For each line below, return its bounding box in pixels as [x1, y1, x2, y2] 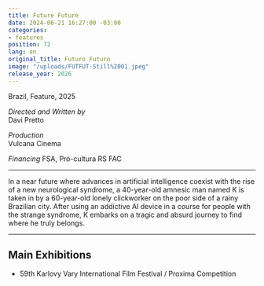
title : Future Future [8, 11, 79, 20]
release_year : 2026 [8, 70, 72, 78]
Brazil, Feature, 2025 [8, 91, 76, 101]
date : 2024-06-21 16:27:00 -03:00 [8, 19, 122, 27]
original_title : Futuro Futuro [8, 56, 111, 64]
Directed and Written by [8, 107, 86, 116]
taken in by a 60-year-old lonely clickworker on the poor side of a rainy [8, 193, 239, 203]
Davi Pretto [8, 115, 45, 124]
